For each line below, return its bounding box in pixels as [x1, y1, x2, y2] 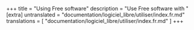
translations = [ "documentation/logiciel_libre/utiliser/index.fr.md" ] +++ [6, 18, 184, 24]
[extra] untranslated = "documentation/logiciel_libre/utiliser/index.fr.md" [6, 11, 185, 18]
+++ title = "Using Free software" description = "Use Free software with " [6, 5, 189, 12]
